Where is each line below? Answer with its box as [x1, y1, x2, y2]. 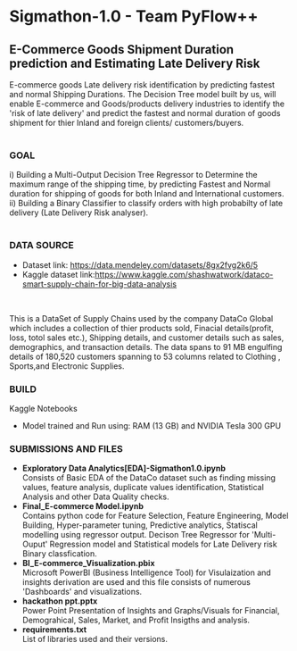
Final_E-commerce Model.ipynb [21, 501, 144, 512]
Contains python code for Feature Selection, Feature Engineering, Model [21, 511, 289, 522]
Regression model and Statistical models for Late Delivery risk [49, 538, 278, 550]
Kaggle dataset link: [21, 269, 95, 280]
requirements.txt [21, 624, 87, 635]
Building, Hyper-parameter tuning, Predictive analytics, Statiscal [21, 520, 259, 530]
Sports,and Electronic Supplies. [9, 360, 125, 371]
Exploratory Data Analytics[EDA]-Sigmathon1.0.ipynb [21, 463, 226, 474]
